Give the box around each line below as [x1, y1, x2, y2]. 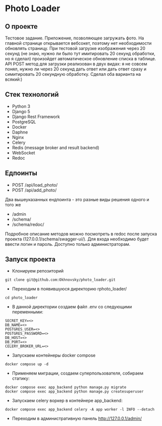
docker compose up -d [5, 362, 49, 367]
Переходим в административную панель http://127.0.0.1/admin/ [12, 416, 142, 422]
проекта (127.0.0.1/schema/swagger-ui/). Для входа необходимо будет [5, 236, 149, 242]
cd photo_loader [5, 295, 38, 300]
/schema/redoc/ [12, 222, 44, 227]
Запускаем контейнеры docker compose [12, 353, 96, 358]
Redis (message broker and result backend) [12, 144, 100, 151]
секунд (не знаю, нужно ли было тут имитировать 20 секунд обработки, [5, 51, 156, 56]
